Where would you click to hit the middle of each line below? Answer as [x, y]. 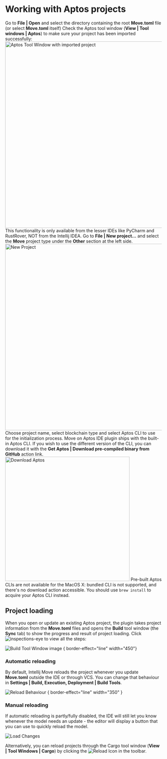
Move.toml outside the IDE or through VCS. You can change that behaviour [82, 677]
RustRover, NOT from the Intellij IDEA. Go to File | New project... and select [82, 236]
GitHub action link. [24, 454]
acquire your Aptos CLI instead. [38, 595]
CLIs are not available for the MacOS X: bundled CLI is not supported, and [81, 584]
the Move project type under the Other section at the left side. [69, 241]
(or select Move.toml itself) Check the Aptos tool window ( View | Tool [77, 28]
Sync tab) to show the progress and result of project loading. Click [73, 633]
